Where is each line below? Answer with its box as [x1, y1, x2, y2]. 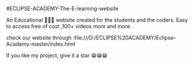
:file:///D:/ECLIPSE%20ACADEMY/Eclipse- [73, 34, 176, 41]
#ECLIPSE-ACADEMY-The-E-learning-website [6, 5, 119, 12]
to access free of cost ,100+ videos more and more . [6, 23, 134, 30]
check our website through [6, 34, 72, 41]
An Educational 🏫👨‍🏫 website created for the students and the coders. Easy [6, 17, 188, 23]
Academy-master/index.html [6, 41, 76, 47]
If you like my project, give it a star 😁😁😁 [6, 52, 108, 58]
